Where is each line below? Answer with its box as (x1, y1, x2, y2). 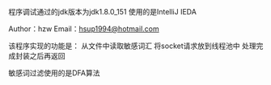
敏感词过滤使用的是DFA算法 (8, 68, 100, 78)
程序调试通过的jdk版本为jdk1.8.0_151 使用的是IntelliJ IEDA (8, 7, 197, 16)
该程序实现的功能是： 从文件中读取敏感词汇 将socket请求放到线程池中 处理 (8, 41, 256, 51)
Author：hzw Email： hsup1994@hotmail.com (8, 24, 159, 34)
